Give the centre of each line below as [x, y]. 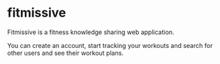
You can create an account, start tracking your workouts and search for [110, 45]
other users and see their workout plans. [66, 53]
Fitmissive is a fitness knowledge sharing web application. [91, 32]
